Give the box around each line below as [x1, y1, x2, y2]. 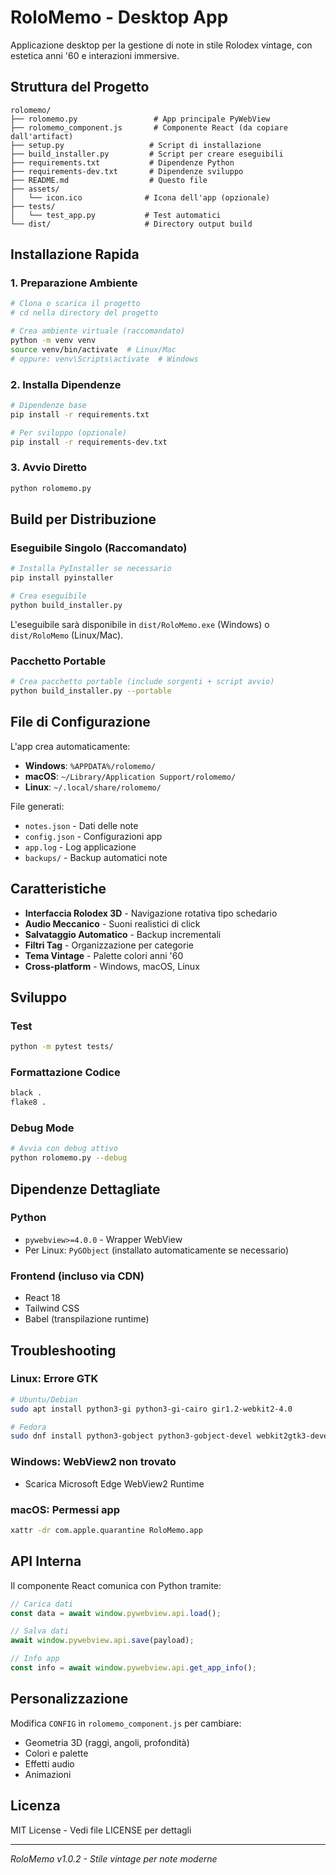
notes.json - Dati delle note [24, 819, 139, 831]
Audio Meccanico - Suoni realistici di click [24, 917, 201, 930]
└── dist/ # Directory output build [10, 219, 253, 229]
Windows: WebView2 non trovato [10, 1455, 177, 1469]
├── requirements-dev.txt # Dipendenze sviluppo [10, 166, 244, 176]
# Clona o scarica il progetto [10, 299, 141, 309]
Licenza [10, 1797, 61, 1815]
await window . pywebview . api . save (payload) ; [10, 1636, 195, 1646]
